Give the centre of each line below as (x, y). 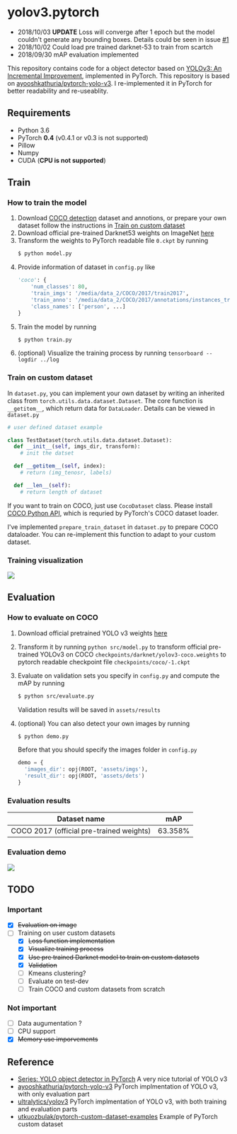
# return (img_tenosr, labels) (66, 473)
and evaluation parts (47, 1109)
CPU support (36, 1031)
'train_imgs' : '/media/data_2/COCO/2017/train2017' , (110, 294)
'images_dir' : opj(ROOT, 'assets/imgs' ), (86, 769)
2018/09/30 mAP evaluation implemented (78, 55)
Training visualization (45, 560)
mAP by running (41, 683)
